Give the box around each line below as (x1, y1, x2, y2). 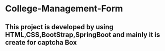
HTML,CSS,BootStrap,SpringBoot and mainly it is (5, 30, 160, 39)
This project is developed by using (5, 23, 114, 31)
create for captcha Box (5, 38, 77, 47)
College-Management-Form (5, 3, 123, 14)
